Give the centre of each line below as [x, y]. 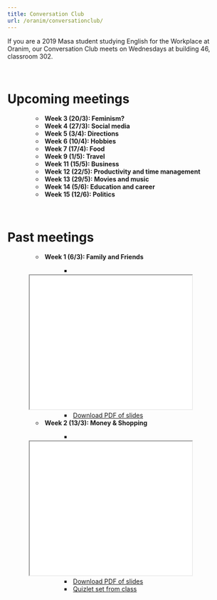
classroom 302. [30, 56]
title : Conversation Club [46, 14]
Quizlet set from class [105, 589]
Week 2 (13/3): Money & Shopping [96, 423]
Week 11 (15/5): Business [82, 164]
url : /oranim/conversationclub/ [55, 21]
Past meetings [51, 237]
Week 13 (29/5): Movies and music [97, 179]
